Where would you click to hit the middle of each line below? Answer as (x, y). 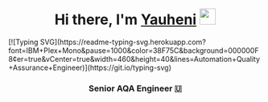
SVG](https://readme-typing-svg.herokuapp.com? (123, 42)
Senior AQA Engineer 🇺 (135, 88)
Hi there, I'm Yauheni (126, 20)
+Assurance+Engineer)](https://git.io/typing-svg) (90, 67)
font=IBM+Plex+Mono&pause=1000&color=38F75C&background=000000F (134, 50)
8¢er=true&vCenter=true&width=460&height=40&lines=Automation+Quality (134, 59)
